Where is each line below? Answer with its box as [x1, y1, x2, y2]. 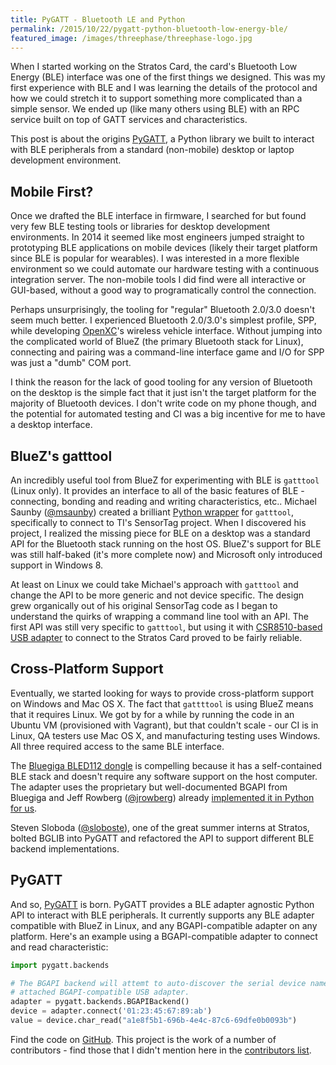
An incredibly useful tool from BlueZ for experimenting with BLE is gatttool [10, 474, 320, 486]
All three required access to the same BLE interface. [10, 740, 225, 752]
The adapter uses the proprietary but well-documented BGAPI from [10, 781, 288, 793]
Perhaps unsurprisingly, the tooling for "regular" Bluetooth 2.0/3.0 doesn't [10, 304, 316, 316]
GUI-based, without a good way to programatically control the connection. [10, 284, 317, 296]
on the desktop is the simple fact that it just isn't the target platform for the [10, 387, 317, 399]
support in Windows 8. [10, 559, 104, 571]
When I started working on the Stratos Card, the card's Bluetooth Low [10, 61, 298, 73]
